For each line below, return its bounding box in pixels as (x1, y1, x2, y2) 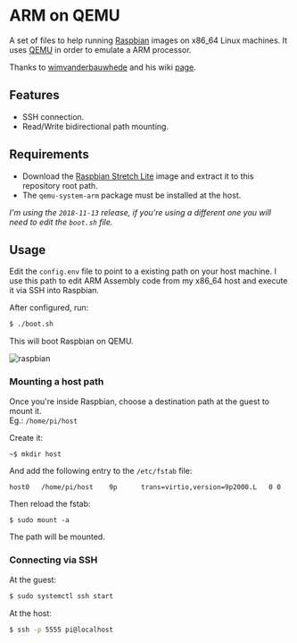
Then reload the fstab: (9, 498, 91, 510)
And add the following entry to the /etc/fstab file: (9, 466, 193, 477)
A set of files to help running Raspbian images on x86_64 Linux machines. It (9, 35, 288, 46)
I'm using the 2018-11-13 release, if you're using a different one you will (9, 207, 272, 217)
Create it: (9, 432, 43, 443)
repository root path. (21, 180, 98, 190)
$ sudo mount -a (9, 516, 70, 525)
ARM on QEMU (9, 5, 120, 26)
